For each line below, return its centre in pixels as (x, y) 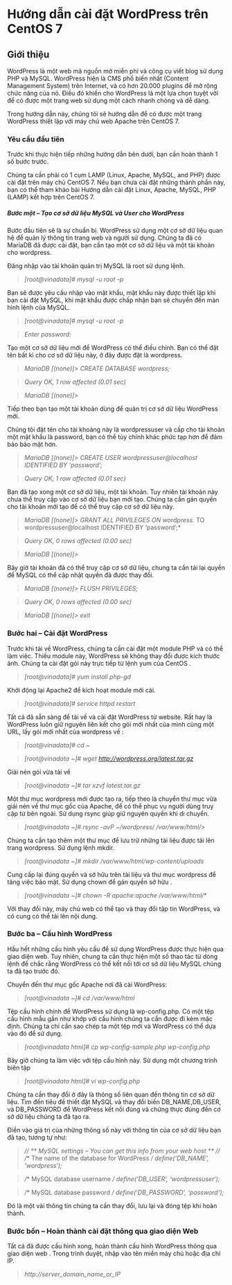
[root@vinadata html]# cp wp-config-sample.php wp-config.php (117, 1047)
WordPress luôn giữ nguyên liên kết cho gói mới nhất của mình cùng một (111, 724)
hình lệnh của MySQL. (39, 308)
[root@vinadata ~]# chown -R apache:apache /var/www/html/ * (116, 895)
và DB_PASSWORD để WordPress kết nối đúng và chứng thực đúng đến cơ (114, 1109)
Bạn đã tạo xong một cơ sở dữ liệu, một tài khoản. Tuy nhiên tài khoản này (113, 492)
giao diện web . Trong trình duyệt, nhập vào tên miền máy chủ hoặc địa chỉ (114, 1254)
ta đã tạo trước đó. (34, 971)
